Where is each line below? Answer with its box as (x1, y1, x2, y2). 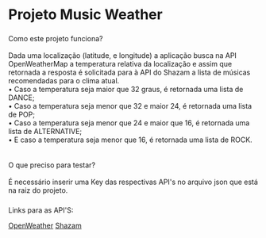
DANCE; (8, 93, 35, 102)
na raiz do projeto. (8, 186, 68, 195)
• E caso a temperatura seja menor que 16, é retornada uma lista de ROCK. (8, 135, 253, 144)
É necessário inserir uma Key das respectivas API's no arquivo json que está (8, 177, 258, 187)
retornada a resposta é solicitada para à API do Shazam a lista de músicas (8, 67, 251, 77)
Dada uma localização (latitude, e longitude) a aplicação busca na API (8, 51, 237, 60)
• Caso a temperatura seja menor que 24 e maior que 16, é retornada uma (8, 118, 250, 128)
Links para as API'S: (8, 205, 74, 215)
